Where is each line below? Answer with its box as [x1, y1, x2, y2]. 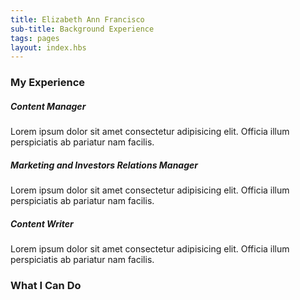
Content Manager [10, 100, 87, 112]
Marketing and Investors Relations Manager [10, 159, 199, 171]
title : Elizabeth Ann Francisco [10, 14, 145, 25]
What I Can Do [10, 279, 82, 292]
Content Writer [10, 217, 74, 230]
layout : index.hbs [10, 42, 87, 53]
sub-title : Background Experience [10, 24, 155, 34]
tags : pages [10, 33, 60, 43]
